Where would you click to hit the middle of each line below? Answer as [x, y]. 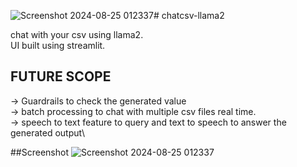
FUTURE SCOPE [61, 76]
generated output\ [48, 132]
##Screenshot [39, 152]
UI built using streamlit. [58, 45]
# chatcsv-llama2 [189, 15]
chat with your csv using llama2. [77, 34]
